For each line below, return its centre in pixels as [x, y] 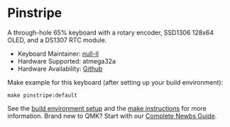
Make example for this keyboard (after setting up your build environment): [115, 82]
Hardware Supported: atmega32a [66, 61]
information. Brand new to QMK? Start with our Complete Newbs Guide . [112, 116]
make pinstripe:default [43, 95]
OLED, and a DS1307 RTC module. [57, 40]
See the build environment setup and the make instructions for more [107, 108]
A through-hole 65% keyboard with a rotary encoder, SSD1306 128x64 [111, 32]
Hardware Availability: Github [60, 68]
